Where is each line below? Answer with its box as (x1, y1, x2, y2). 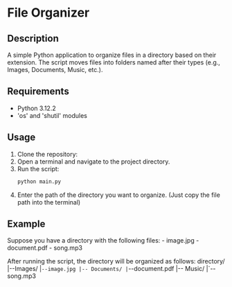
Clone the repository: (17, 150, 78, 158)
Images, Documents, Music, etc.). (7, 66, 103, 73)
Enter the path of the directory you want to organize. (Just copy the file (17, 191, 220, 199)
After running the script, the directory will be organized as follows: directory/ (7, 257, 225, 266)
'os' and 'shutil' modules (17, 111, 88, 119)
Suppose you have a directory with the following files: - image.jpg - (7, 236, 199, 245)
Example (7, 218, 46, 229)
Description (7, 33, 59, 44)
